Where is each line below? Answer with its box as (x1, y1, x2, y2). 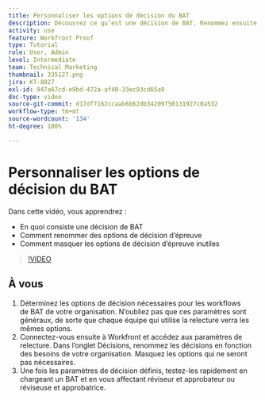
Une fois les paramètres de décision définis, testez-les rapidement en (19, 366, 248, 375)
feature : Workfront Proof (8, 33, 94, 42)
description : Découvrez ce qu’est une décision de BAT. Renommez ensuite (8, 19, 258, 27)
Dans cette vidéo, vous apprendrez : (8, 206, 127, 216)
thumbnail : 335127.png (8, 71, 83, 79)
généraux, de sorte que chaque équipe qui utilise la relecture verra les (19, 315, 250, 325)
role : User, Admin (8, 48, 69, 56)
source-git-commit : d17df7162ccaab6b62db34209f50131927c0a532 (8, 100, 218, 108)
